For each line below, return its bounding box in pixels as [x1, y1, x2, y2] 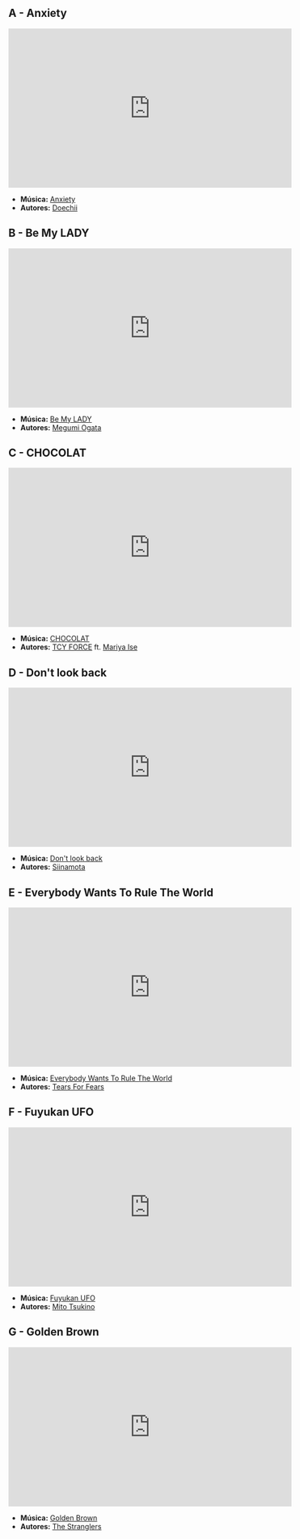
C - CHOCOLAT [8, 446, 87, 460]
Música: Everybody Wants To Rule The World [19, 1073, 172, 1083]
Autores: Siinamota [19, 862, 86, 872]
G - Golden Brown [8, 1325, 99, 1339]
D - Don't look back [8, 666, 108, 679]
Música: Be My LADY [19, 414, 92, 424]
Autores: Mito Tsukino [19, 1301, 95, 1311]
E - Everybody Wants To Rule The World [8, 886, 214, 899]
